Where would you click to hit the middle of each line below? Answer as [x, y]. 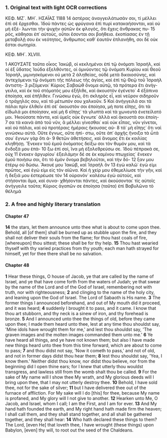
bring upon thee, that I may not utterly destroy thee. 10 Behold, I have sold [82, 382]
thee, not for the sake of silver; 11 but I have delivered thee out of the [76, 388]
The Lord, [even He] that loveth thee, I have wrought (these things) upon [80, 425]
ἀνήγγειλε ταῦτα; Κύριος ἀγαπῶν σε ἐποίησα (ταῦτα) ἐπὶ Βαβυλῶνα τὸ [79, 186]
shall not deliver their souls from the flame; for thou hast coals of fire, [76, 238]
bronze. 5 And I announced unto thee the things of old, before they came [80, 319]
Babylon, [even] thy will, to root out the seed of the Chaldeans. [69, 430]
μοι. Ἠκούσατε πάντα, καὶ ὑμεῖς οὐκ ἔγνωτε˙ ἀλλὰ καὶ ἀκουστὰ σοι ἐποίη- [82, 117]
